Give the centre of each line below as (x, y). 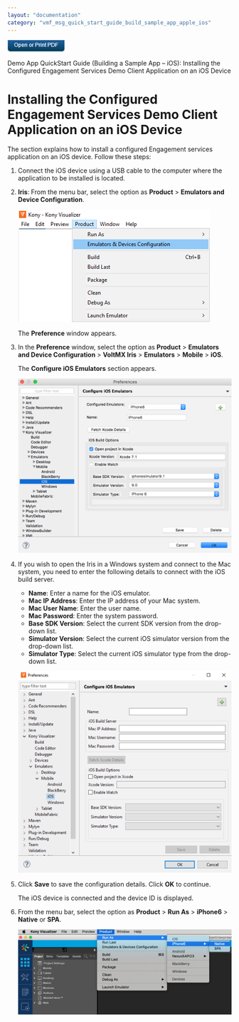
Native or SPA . (39, 919)
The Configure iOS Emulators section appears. (87, 369)
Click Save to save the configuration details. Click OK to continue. (114, 884)
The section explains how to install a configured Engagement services (110, 149)
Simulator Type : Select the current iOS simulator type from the (121, 654)
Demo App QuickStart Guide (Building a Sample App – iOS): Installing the (114, 63)
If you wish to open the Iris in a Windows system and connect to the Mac (124, 564)
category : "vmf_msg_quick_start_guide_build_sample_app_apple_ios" (110, 22)
